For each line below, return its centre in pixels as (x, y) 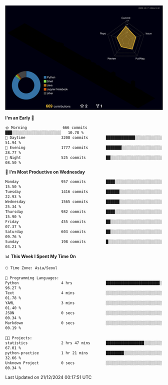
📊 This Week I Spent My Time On (40, 256)
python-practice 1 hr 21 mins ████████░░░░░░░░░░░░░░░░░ (84, 353)
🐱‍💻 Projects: (19, 338)
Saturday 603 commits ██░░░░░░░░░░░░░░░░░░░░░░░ (84, 232)
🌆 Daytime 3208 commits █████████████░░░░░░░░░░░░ (84, 138)
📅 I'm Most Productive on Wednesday (45, 172)
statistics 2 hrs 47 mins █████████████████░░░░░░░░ (84, 343)
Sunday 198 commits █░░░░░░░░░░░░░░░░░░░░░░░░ (84, 242)
